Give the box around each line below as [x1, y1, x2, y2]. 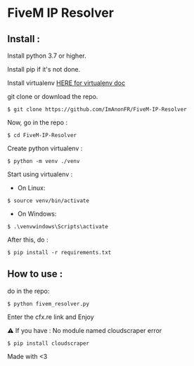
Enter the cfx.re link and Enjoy [7, 313, 94, 321]
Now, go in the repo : [7, 118, 68, 126]
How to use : [7, 268, 63, 280]
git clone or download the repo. [7, 93, 98, 100]
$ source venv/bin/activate [7, 197, 90, 204]
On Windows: [17, 209, 57, 218]
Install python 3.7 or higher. [7, 51, 86, 60]
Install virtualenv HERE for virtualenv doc [7, 79, 125, 87]
